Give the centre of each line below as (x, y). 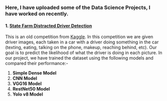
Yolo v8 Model (28, 94)
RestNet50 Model (31, 89)
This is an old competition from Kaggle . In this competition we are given (79, 37)
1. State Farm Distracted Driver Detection (49, 25)
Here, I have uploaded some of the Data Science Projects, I (78, 7)
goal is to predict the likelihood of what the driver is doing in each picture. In (84, 53)
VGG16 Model (27, 83)
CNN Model (25, 78)
